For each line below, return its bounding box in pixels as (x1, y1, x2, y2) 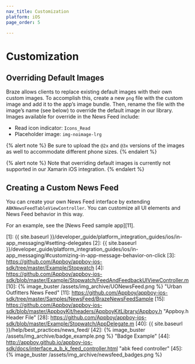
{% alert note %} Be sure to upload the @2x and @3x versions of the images (6, 142, 185, 149)
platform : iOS (6, 14, 41, 20)
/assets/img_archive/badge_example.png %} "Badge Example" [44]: (6, 332, 170, 339)
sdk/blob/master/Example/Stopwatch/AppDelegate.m (6, 320, 134, 327)
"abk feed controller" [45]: (119, 345, 183, 352)
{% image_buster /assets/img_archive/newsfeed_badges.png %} (6, 351, 162, 358)
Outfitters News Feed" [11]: (6, 289, 71, 296)
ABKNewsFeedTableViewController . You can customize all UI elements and (6, 204, 181, 212)
